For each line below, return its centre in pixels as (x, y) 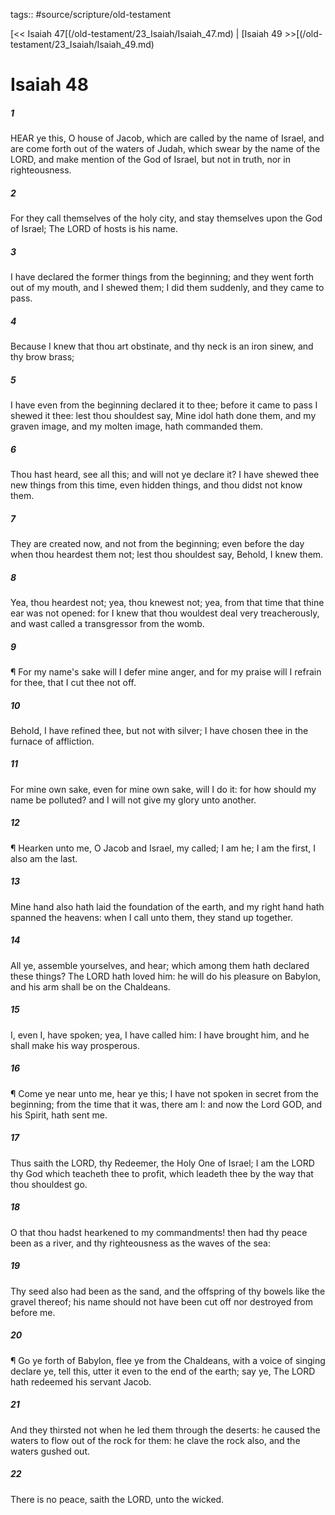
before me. (33, 1312)
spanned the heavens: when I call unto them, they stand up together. (151, 917)
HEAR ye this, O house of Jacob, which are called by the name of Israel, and (167, 138)
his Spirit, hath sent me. (59, 1115)
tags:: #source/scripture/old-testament (91, 14)
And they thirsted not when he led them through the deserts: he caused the (165, 1430)
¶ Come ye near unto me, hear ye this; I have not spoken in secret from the (164, 1093)
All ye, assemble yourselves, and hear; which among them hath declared (160, 965)
